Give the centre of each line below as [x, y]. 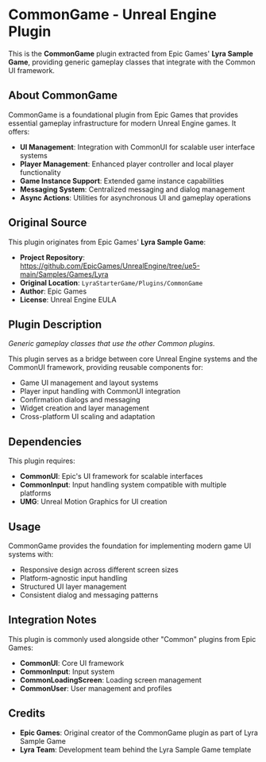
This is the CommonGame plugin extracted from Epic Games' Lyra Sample [131, 53]
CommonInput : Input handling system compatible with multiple [123, 485]
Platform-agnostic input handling [73, 578]
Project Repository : [52, 257]
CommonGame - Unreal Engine [112, 15]
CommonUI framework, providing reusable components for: [106, 367]
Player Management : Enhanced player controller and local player [127, 164]
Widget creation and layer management [84, 408]
